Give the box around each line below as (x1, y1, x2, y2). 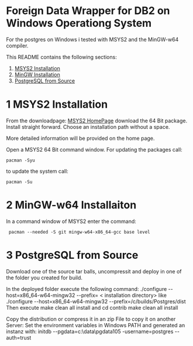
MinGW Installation (14, 71, 60, 78)
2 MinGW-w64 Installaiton (6, 198, 137, 212)
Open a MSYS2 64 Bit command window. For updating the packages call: (6, 146, 182, 153)
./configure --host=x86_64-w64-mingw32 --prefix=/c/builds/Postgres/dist (6, 297, 186, 305)
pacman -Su (6, 179, 33, 185)
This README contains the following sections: (6, 53, 117, 60)
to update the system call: (6, 167, 68, 174)
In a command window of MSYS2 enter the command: (6, 218, 136, 225)
